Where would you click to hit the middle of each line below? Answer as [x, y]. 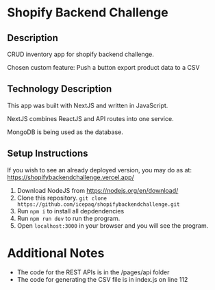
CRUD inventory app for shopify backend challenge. [80, 54]
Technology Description [60, 89]
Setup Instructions [48, 154]
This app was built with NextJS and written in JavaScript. [88, 105]
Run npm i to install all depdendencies [71, 211]
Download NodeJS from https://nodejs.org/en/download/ [98, 190]
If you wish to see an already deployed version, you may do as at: [99, 170]
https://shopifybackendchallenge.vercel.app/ [71, 177]
